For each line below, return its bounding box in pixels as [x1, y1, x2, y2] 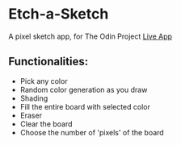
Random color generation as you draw [19, 85, 148, 94]
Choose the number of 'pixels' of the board [19, 127, 164, 137]
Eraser [19, 110, 43, 120]
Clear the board [19, 118, 73, 129]
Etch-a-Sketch [8, 5, 109, 23]
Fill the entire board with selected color [19, 101, 151, 111]
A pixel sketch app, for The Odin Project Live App [8, 31, 172, 41]
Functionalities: [8, 55, 89, 68]
